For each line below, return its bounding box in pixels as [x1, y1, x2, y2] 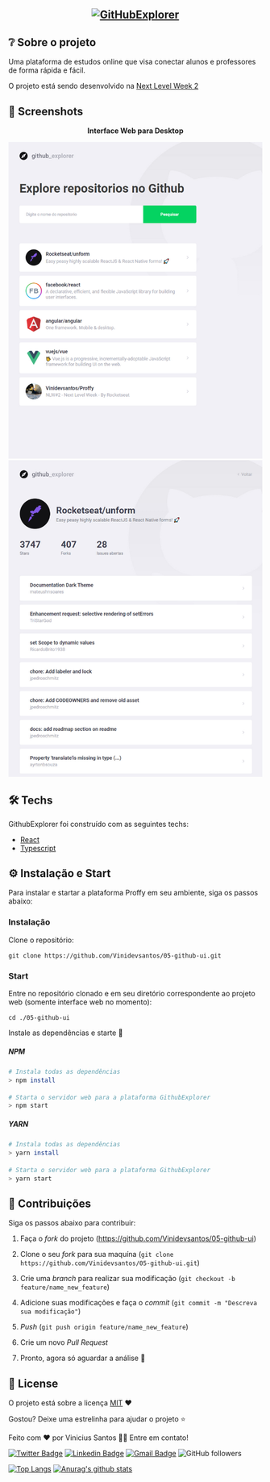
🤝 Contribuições [8, 1197, 91, 1210]
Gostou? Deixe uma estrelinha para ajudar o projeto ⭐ [8, 1414, 186, 1424]
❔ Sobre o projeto [8, 35, 97, 49]
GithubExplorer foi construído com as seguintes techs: [8, 819, 189, 829]
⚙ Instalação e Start [8, 866, 111, 880]
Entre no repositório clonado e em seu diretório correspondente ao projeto [8, 988, 255, 998]
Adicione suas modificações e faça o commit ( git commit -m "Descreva [19, 1298, 258, 1308]
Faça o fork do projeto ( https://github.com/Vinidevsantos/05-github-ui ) [19, 1234, 256, 1243]
